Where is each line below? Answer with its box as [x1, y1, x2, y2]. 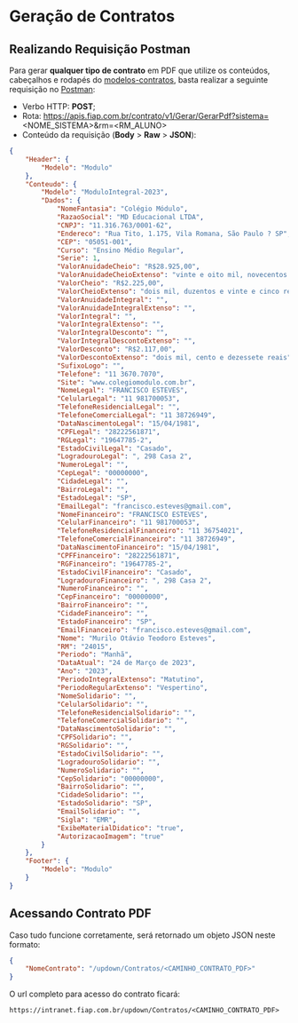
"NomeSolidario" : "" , [56, 691, 137, 701]
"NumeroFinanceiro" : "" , [56, 584, 149, 593]
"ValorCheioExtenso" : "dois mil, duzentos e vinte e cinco [56, 287, 279, 296]
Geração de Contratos [9, 6, 176, 27]
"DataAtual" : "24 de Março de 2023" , [56, 659, 197, 668]
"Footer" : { [25, 857, 69, 866]
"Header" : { [25, 155, 69, 163]
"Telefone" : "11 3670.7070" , [56, 369, 165, 378]
